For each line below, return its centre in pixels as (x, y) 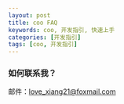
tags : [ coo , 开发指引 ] (43, 45)
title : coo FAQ (33, 23)
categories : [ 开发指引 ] (44, 37)
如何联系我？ (33, 74)
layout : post (29, 15)
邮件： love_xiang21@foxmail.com (62, 91)
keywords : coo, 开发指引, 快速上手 (62, 30)
